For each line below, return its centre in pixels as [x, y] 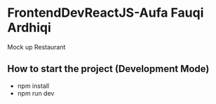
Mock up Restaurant [36, 47]
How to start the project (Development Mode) [108, 69]
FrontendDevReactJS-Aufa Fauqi [106, 13]
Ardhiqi [29, 28]
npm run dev [36, 93]
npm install [33, 86]
